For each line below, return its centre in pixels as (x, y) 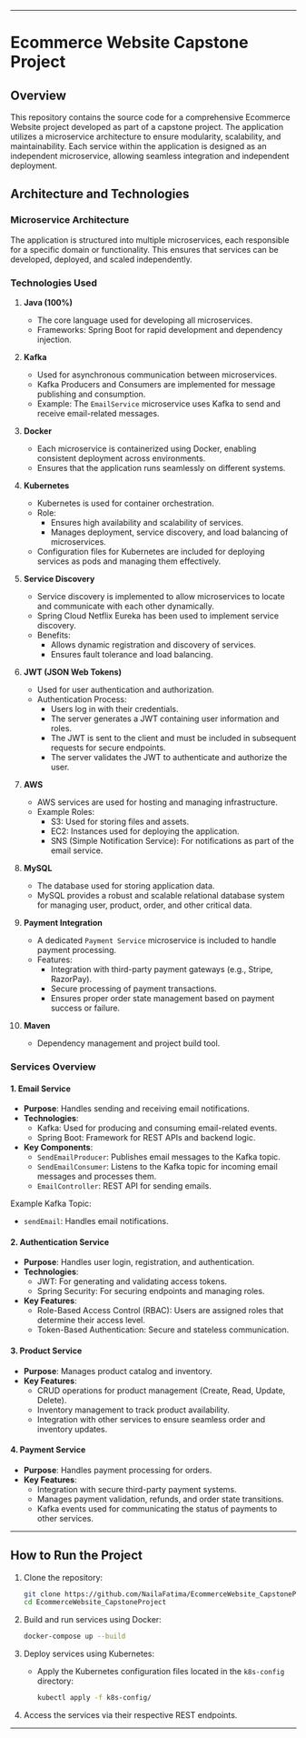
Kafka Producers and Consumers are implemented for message (156, 384)
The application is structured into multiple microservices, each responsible (150, 240)
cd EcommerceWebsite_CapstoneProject (95, 1602)
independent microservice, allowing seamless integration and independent (150, 156)
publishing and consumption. (91, 394)
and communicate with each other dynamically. (125, 606)
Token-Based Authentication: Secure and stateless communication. (163, 1330)
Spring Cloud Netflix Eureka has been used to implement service (158, 616)
